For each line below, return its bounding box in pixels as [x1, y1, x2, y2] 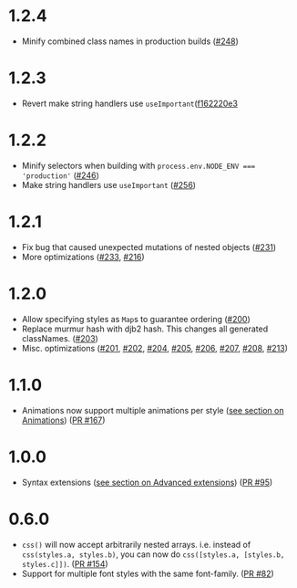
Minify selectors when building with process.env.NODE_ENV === [21, 160, 256, 171]
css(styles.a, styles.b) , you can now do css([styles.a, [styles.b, [21, 549, 285, 560]
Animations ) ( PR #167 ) [21, 415, 106, 425]
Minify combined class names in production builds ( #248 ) [21, 36, 239, 47]
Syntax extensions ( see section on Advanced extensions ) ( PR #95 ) [21, 477, 273, 488]
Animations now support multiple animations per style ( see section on [21, 404, 284, 415]
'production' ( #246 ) [21, 170, 99, 181]
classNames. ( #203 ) [21, 332, 99, 343]
